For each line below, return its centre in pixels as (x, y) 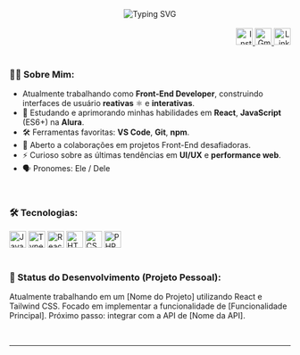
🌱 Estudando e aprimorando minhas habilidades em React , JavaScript (151, 113)
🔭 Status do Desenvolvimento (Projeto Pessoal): (115, 277)
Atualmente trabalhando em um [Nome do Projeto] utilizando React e (136, 296)
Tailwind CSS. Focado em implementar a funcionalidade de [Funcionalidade (148, 306)
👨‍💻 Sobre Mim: (42, 74)
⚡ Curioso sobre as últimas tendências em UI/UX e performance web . (151, 155)
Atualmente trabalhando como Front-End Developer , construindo (142, 94)
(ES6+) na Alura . (53, 122)
